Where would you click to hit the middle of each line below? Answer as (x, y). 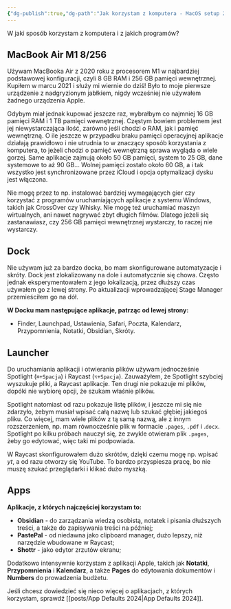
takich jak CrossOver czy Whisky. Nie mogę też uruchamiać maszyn (104, 208)
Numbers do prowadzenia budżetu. (58, 577)
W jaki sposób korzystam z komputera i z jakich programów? (93, 33)
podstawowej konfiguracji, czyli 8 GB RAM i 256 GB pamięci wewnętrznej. (112, 78)
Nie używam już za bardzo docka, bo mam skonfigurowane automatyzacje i (114, 268)
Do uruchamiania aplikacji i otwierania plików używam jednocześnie (103, 370)
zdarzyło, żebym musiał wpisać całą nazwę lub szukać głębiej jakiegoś (107, 412)
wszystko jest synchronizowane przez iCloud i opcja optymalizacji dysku (110, 172)
